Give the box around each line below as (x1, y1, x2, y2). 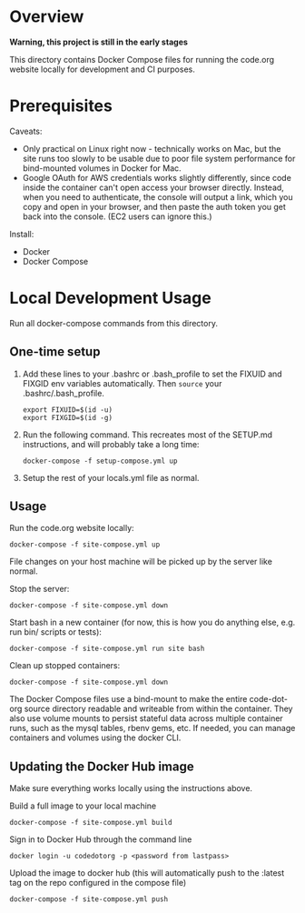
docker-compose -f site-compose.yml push (9, 895, 169, 904)
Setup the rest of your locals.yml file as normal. (22, 472, 200, 483)
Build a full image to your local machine (9, 800, 157, 811)
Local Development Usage (9, 288, 212, 308)
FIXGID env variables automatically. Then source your (22, 377, 222, 388)
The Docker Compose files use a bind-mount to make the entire (9, 694, 248, 705)
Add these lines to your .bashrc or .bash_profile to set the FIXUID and (22, 368, 283, 379)
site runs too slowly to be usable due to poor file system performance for (22, 153, 296, 164)
